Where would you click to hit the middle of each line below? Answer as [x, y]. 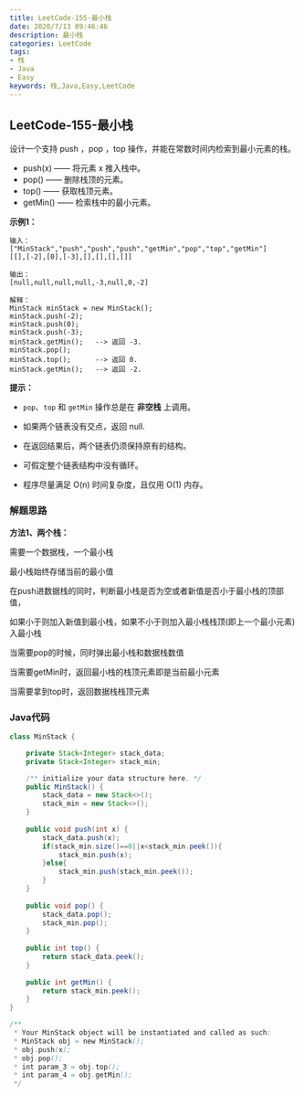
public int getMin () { [69, 982]
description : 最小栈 [47, 35]
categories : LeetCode [51, 43]
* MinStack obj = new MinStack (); [79, 1041]
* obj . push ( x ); [42, 1049]
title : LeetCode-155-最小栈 [61, 18]
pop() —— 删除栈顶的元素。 [75, 180]
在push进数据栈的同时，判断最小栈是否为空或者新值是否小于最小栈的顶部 [147, 591]
